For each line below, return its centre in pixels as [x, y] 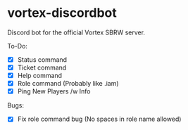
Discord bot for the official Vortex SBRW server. [76, 32]
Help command [39, 76]
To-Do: [18, 46]
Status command [42, 59]
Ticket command [42, 67]
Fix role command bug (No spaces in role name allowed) [99, 119]
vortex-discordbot [62, 13]
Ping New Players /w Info [54, 91]
